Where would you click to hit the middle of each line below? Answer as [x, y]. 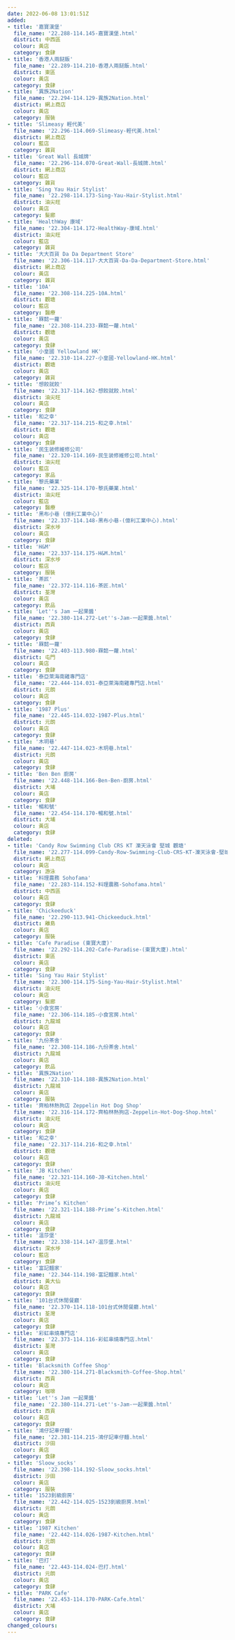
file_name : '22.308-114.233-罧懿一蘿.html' [76, 326]
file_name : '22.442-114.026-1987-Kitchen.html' [84, 1534]
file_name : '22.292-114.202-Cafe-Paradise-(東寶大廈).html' [101, 949]
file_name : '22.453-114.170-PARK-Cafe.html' [79, 1599]
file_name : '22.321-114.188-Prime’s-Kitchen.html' [89, 1209]
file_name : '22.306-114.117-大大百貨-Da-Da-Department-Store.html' [112, 261]
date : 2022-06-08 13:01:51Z [48, 14]
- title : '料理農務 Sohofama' [49, 878]
